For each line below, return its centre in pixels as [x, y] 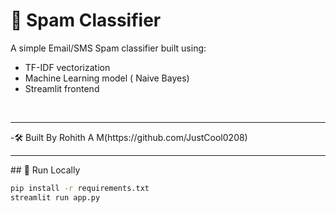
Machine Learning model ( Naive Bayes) [107, 78]
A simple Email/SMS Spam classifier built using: [108, 48]
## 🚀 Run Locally [45, 170]
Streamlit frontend [62, 88]
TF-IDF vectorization [67, 67]
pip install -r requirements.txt [80, 188]
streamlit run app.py [55, 197]
